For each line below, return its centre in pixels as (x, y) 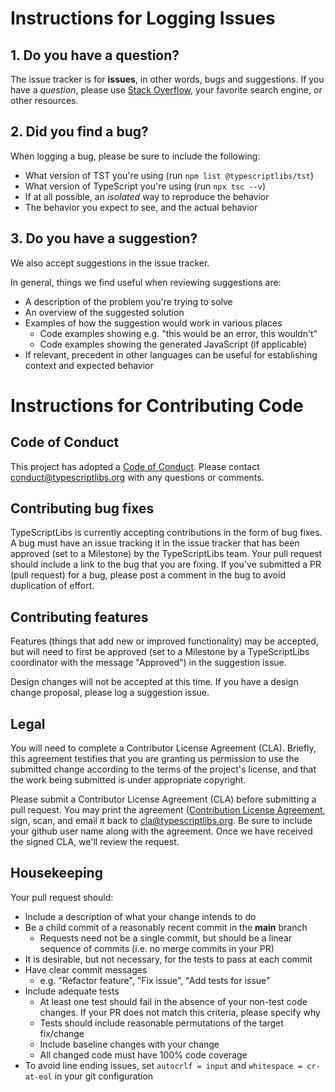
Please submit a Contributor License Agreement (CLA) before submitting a (163, 799)
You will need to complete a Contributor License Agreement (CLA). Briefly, (163, 748)
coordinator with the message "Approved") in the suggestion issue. (148, 663)
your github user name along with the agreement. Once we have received (161, 831)
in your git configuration (104, 1076)
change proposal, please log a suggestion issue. (110, 693)
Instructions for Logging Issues (143, 18)
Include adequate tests (72, 991)
